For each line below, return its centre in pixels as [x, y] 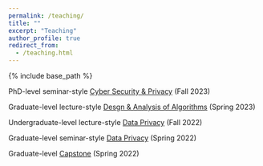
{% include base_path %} [51, 76]
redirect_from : [34, 46]
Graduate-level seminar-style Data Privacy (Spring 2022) [103, 138]
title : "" [25, 23]
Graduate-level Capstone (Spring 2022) [74, 154]
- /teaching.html [45, 53]
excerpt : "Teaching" [43, 30]
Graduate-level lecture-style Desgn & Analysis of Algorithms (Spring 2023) [132, 107]
